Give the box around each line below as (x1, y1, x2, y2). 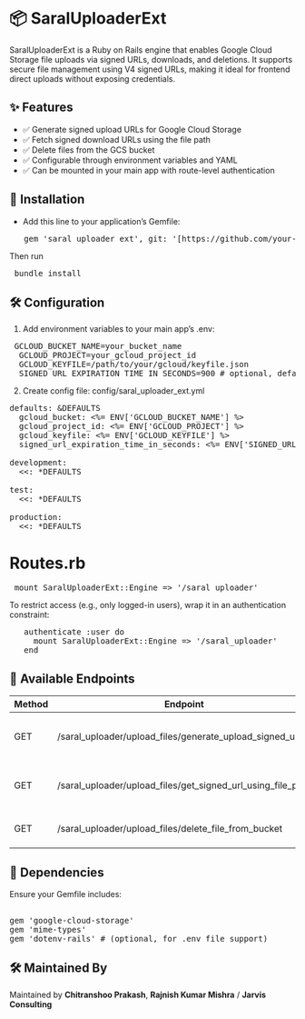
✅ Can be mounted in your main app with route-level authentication (22, 165, 275, 175)
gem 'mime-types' (9, 924, 86, 934)
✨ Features (9, 100, 74, 115)
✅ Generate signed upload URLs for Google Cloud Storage (22, 124, 242, 135)
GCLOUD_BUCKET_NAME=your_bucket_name (14, 341, 182, 352)
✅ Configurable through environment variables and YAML (22, 155, 238, 165)
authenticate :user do (24, 627, 125, 637)
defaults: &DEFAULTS (9, 403, 102, 414)
